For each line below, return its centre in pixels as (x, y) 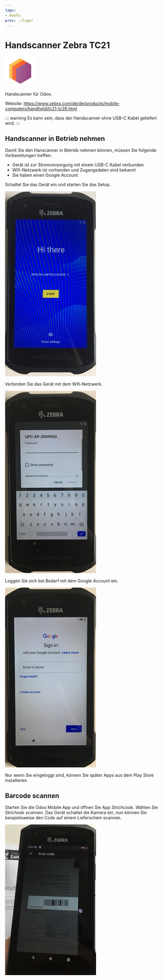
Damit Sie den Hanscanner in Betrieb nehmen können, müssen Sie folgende (81, 150)
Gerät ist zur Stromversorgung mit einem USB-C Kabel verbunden (78, 165)
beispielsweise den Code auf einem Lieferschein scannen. (63, 817)
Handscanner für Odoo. (29, 94)
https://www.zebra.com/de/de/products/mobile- (72, 103)
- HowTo (13, 15)
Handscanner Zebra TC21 (57, 45)
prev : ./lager (19, 20)
